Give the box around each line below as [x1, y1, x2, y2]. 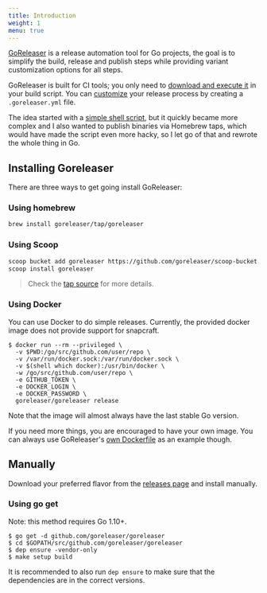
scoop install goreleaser [8, 264, 94, 273]
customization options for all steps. [8, 65, 123, 75]
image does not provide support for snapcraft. [8, 326, 160, 335]
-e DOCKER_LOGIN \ [15, 383, 77, 391]
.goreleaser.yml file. [8, 97, 76, 107]
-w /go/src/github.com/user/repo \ [15, 369, 133, 376]
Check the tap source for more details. [27, 279, 154, 289]
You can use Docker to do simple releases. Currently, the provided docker [8, 317, 250, 326]
